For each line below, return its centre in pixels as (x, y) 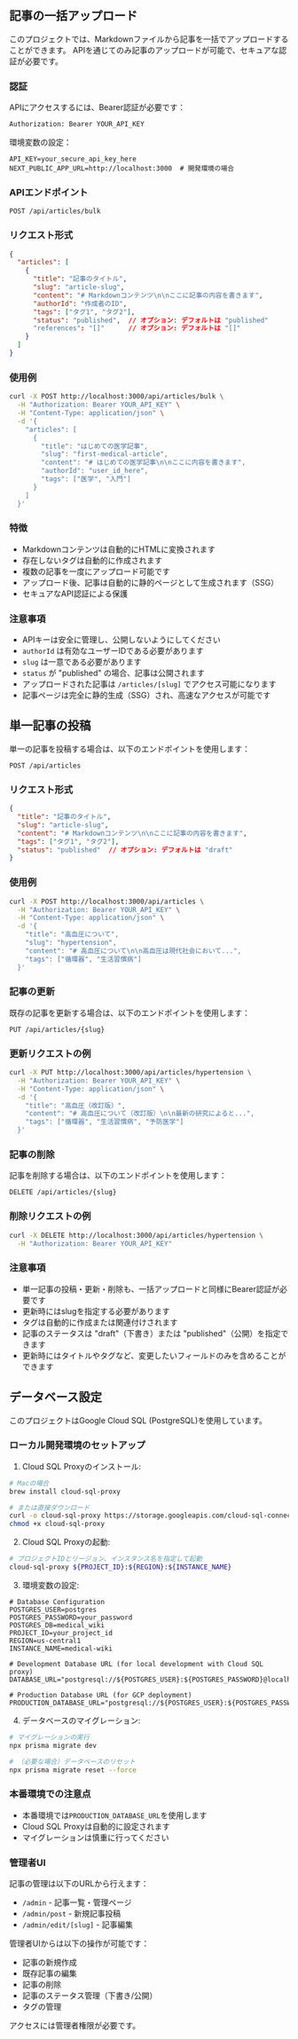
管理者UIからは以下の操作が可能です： (79, 1944)
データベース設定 (55, 1397)
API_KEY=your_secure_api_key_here (73, 159)
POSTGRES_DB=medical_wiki (57, 1625)
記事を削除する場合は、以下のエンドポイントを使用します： (118, 1176)
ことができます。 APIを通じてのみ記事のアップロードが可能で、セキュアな (144, 50)
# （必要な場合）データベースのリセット (72, 1761)
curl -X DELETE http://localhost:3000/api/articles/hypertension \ (137, 1235)
